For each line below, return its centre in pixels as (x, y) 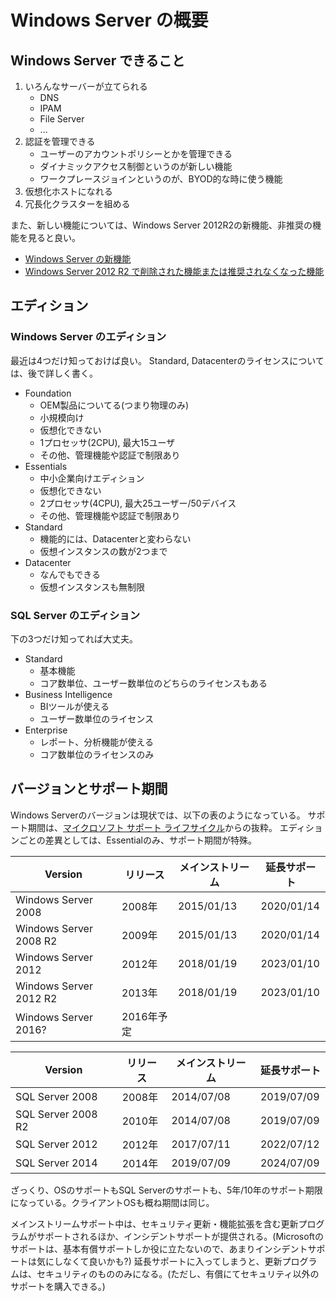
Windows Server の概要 (109, 20)
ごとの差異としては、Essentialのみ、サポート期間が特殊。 (138, 840)
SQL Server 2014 (56, 1163)
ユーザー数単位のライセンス (97, 718)
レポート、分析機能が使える (96, 742)
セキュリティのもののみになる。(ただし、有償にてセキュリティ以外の (178, 1273)
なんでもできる (70, 574)
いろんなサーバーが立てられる (86, 86)
